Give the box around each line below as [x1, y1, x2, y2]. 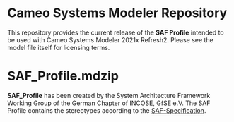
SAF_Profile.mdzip [7, 68, 119, 84]
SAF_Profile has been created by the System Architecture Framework [7, 91, 211, 99]
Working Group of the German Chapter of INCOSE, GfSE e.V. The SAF [7, 99, 211, 107]
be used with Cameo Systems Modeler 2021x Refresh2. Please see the [7, 35, 213, 44]
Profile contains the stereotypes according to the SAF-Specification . [7, 106, 206, 114]
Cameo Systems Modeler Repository [7, 5, 228, 21]
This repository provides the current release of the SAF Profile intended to [7, 28, 224, 37]
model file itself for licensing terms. [7, 43, 110, 51]
